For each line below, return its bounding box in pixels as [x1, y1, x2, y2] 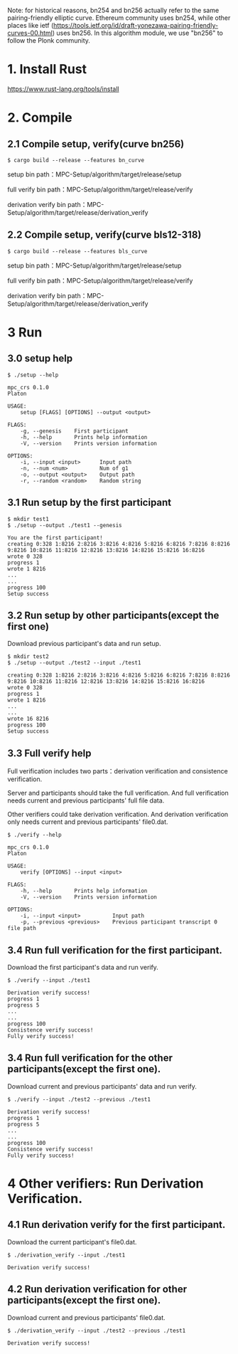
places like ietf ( [7, 21, 54, 29]
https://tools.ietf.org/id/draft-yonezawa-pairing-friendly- [53, 21, 219, 29]
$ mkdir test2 [7, 653, 50, 660]
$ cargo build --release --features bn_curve [7, 157, 144, 164]
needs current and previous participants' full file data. [7, 796, 165, 805]
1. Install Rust [7, 61, 87, 78]
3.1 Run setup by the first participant [7, 497, 172, 509]
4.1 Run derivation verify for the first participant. [7, 1219, 226, 1231]
